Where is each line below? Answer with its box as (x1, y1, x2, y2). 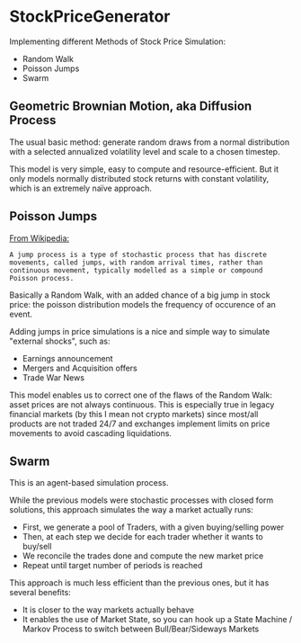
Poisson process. (9, 273, 75, 282)
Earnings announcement (22, 353, 114, 363)
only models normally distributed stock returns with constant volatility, (9, 173, 270, 183)
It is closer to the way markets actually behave (22, 604, 195, 615)
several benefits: (9, 587, 72, 598)
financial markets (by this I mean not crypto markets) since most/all (9, 408, 259, 419)
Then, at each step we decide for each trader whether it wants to (22, 531, 263, 542)
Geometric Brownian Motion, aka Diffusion (9, 99, 252, 114)
